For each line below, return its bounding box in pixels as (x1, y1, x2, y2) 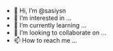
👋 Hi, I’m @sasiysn (13, 7, 66, 14)
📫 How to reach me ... (13, 37, 77, 44)
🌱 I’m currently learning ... (13, 21, 87, 29)
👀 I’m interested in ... (13, 14, 72, 22)
